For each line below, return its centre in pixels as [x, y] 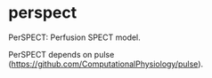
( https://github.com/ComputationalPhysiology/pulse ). [106, 64]
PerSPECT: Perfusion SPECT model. [75, 37]
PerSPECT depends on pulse [61, 54]
